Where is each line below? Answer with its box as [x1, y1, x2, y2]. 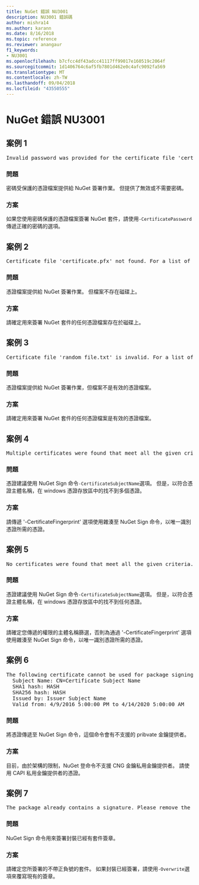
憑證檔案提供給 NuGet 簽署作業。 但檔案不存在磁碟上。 [6, 288, 140, 295]
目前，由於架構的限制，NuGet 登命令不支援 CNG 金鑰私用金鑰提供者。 [6, 762, 178, 769]
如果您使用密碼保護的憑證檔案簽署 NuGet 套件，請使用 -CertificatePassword [6, 215, 192, 223]
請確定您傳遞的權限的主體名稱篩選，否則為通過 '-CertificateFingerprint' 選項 [6, 629, 192, 636]
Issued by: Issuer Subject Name [12, 695, 107, 701]
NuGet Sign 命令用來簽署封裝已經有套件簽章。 [6, 834, 119, 841]
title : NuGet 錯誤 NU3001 [6, 8, 68, 15]
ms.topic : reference [6, 36, 57, 42]
